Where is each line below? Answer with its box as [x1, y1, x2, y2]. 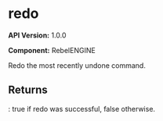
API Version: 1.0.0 [8, 30, 67, 40]
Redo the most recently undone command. [8, 60, 147, 70]
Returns [8, 84, 49, 97]
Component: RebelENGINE [8, 45, 96, 55]
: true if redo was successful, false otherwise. [8, 104, 155, 113]
